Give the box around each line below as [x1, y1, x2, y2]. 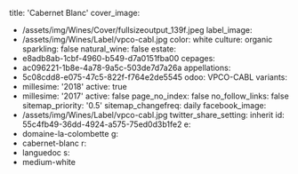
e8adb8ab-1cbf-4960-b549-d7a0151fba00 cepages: [21, 53, 215, 63]
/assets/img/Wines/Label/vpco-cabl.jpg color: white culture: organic [21, 35, 273, 44]
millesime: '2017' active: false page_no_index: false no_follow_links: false [21, 91, 289, 101]
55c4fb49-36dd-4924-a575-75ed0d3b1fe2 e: [21, 119, 191, 130]
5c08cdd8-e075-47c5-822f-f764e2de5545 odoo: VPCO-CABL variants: [21, 72, 287, 83]
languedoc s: [21, 147, 70, 158]
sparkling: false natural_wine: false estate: [21, 43, 176, 54]
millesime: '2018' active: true [21, 82, 127, 91]
